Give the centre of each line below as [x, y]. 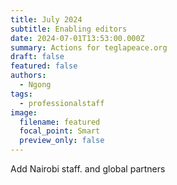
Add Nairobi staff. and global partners [88, 169]
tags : [21, 94]
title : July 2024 [46, 19]
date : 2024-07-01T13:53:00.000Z [77, 38]
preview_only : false [62, 141]
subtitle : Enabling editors [69, 29]
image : [24, 112]
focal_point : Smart [60, 131]
